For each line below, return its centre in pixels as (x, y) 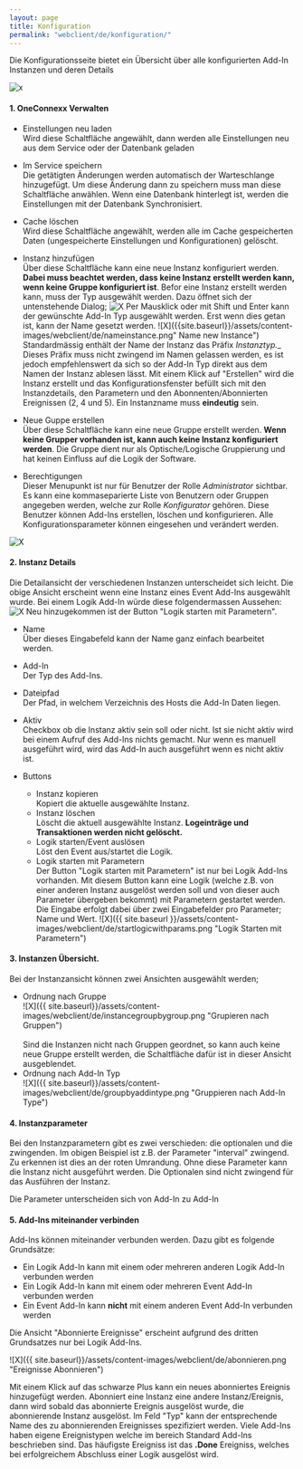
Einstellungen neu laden (67, 129)
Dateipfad (41, 693)
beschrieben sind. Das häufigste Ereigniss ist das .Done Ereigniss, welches (149, 1445)
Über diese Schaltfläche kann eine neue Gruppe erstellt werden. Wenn (154, 429)
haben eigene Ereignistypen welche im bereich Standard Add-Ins (131, 1435)
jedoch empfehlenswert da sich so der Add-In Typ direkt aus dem (145, 364)
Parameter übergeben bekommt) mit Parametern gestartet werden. (161, 899)
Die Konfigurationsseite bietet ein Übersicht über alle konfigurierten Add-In (149, 61)
